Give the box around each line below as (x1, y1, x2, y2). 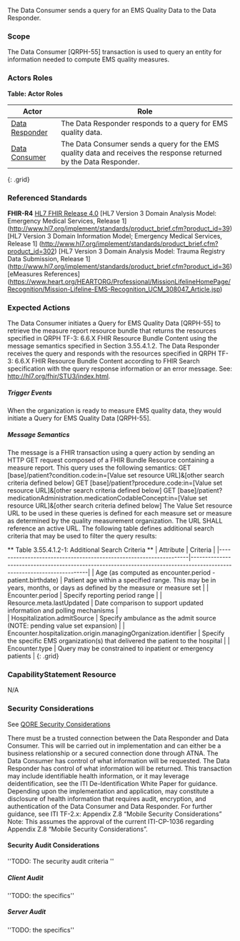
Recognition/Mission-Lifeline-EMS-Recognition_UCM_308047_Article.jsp (7, 285, 221, 293)
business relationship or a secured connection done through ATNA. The (7, 749, 219, 758)
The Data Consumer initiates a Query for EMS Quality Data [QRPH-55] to (7, 319, 221, 328)
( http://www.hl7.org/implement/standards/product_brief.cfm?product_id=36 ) (7, 262, 233, 271)
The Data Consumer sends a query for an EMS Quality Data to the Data (7, 6, 216, 14)
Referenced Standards (7, 193, 87, 203)
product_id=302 (7, 246, 55, 256)
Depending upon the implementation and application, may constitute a (7, 787, 214, 795)
